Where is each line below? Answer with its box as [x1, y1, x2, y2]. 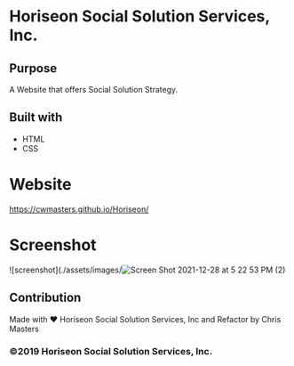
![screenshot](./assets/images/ [9, 264, 123, 275]
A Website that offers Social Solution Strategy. [9, 85, 179, 94]
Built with [9, 110, 63, 126]
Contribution [9, 290, 82, 305]
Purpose [9, 61, 58, 76]
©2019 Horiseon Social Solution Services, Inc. [9, 346, 213, 358]
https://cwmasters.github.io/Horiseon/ [9, 203, 149, 215]
